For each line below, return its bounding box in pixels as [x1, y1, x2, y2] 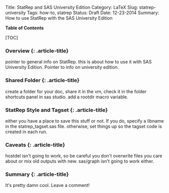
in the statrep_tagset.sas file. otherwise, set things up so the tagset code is [5, 123, 162, 129]
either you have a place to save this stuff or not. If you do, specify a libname [5, 118, 164, 124]
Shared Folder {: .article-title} [5, 77, 80, 84]
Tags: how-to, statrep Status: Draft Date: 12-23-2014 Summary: [27, 10, 159, 16]
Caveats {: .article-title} [5, 141, 65, 148]
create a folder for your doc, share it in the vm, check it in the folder [5, 88, 147, 94]
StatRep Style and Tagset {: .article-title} [5, 106, 108, 113]
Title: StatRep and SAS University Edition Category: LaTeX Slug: [5, 5, 139, 10]
